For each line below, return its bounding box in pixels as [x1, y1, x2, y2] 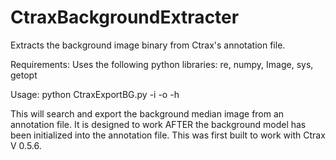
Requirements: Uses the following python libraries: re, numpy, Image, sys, [10, 58, 314, 70]
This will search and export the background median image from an [10, 107, 285, 120]
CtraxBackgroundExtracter [10, 6, 240, 29]
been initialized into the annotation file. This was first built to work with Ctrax [10, 129, 326, 141]
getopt [10, 69, 38, 81]
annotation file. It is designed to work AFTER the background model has [10, 118, 307, 130]
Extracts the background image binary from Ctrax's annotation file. [10, 39, 286, 51]
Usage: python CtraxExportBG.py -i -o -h [10, 88, 180, 100]
